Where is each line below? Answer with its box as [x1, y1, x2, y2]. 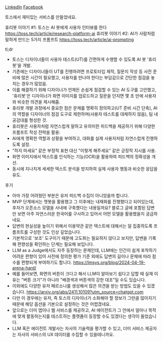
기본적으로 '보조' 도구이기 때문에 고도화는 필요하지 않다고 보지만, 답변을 [12, 235, 147, 241]
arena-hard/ [12, 265, 36, 270]
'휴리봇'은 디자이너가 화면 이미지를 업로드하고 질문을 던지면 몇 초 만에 [12, 93, 144, 99]
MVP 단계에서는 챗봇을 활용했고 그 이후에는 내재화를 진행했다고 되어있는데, [12, 199, 154, 204]
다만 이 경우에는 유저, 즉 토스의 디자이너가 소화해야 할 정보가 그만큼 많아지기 [12, 295, 157, 301]
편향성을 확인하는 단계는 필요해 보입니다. [17, 241, 94, 247]
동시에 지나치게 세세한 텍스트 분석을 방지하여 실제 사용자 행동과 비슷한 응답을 [12, 166, 158, 172]
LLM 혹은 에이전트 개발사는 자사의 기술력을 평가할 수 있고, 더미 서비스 [12, 325, 145, 331]
